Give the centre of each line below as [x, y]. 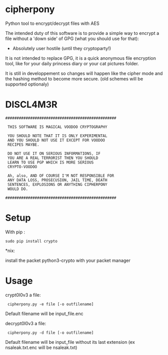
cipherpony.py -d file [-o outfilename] [51, 333]
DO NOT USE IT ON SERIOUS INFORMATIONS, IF [54, 153]
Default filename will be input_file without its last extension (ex [70, 342]
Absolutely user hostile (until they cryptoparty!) [62, 48]
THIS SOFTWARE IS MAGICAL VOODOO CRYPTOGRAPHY [57, 127]
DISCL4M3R [31, 105]
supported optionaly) [27, 84]
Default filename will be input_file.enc [44, 313]
